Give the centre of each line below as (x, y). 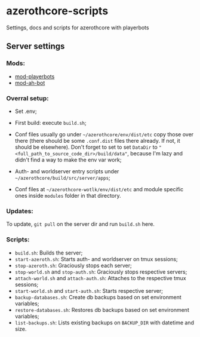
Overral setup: (27, 98)
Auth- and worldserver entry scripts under (67, 171)
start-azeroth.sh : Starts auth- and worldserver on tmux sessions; (96, 259)
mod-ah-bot (30, 82)
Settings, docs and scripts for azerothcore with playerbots (78, 27)
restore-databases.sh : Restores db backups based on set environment (102, 310)
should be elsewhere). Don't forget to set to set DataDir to (86, 147)
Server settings (36, 46)
